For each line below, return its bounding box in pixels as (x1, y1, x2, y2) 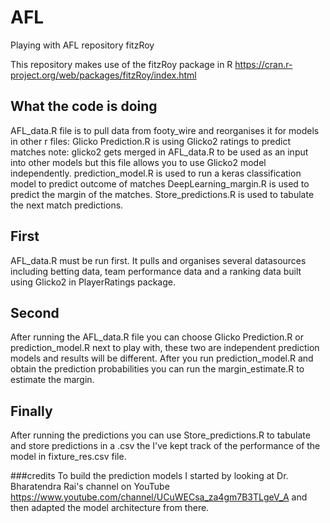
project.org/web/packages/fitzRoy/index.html (10, 69, 197, 81)
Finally (10, 402, 53, 420)
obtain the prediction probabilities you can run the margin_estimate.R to (10, 363, 305, 375)
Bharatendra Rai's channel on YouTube (10, 481, 170, 493)
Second (10, 304, 60, 321)
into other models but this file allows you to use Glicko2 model (10, 156, 267, 168)
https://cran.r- (234, 58, 293, 70)
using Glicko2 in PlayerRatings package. (10, 276, 177, 288)
